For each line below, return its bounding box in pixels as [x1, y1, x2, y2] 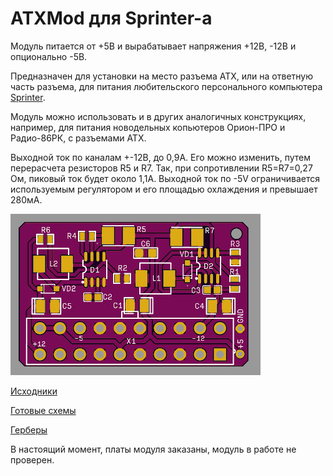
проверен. [10, 453, 55, 466]
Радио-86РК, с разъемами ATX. [10, 132, 147, 144]
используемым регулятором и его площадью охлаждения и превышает [10, 183, 318, 195]
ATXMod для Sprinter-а [10, 7, 213, 30]
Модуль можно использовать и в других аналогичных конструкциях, [10, 110, 307, 122]
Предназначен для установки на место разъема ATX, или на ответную [10, 70, 314, 82]
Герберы [10, 423, 48, 436]
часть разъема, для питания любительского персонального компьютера [10, 80, 323, 92]
